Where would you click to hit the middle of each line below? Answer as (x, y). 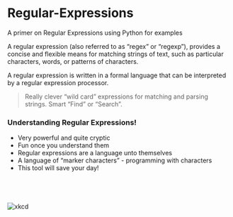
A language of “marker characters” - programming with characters (115, 160)
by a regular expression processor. (58, 82)
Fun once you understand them (63, 145)
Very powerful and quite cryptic (64, 138)
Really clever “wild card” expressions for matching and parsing (116, 96)
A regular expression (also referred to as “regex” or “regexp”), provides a (114, 46)
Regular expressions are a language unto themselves (95, 153)
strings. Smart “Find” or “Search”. (73, 104)
